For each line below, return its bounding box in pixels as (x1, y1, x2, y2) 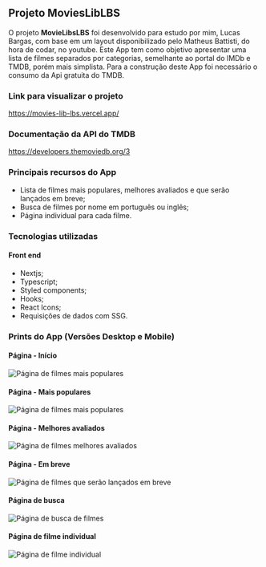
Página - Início (8, 350, 58, 360)
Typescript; (19, 277, 58, 286)
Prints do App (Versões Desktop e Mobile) (8, 330, 175, 342)
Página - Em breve (8, 459, 71, 468)
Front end (8, 250, 42, 260)
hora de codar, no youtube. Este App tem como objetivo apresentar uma (8, 44, 247, 55)
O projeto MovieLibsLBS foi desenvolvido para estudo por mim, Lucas (8, 27, 240, 37)
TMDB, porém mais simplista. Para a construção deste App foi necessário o (8, 62, 258, 71)
